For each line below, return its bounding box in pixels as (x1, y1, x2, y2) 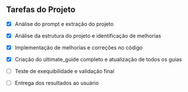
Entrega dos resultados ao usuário (14, 80, 99, 87)
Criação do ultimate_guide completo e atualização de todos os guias (14, 56, 182, 63)
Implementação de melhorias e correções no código (14, 44, 143, 51)
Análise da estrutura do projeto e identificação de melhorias (14, 32, 161, 39)
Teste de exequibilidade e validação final (14, 68, 114, 75)
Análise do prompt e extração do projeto (14, 20, 114, 27)
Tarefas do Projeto (6, 5, 76, 15)
